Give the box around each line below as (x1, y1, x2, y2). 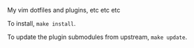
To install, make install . (7, 19, 76, 27)
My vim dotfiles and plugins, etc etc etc (7, 6, 121, 14)
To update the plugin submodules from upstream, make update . (7, 33, 187, 41)
